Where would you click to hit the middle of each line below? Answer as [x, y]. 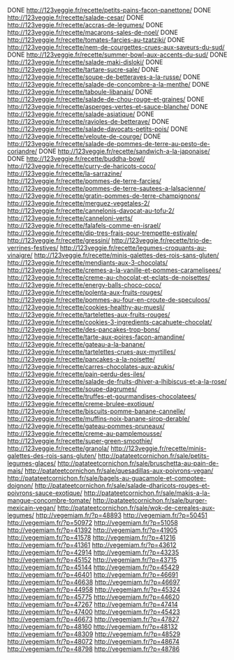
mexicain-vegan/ [31, 508]
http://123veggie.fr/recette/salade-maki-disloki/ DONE [85, 62]
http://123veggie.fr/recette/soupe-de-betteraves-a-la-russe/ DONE [104, 77]
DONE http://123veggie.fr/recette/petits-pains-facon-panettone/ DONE [109, 10]
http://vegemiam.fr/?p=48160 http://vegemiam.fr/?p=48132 [93, 626]
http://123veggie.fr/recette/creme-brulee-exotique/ [81, 404]
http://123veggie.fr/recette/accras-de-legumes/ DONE [86, 25]
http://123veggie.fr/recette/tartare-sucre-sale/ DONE [83, 70]
